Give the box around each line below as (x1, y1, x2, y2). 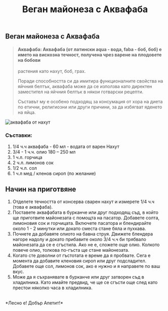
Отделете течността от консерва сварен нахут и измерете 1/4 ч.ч (12, 199, 155, 205)
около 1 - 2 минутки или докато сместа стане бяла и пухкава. (12, 225, 146, 231)
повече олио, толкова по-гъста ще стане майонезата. (12, 247, 130, 253)
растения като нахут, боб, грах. (17, 68, 86, 74)
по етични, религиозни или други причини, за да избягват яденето (17, 104, 162, 110)
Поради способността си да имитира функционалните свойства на (17, 78, 163, 84)
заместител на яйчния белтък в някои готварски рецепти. (17, 89, 144, 95)
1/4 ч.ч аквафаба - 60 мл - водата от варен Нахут (12, 143, 120, 149)
